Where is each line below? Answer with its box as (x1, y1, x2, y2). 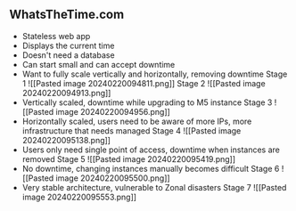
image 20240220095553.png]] (21, 191, 136, 202)
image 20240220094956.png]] (55, 106, 171, 117)
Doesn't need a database (21, 49, 115, 61)
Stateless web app (21, 30, 91, 41)
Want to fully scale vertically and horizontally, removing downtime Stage (21, 69, 288, 79)
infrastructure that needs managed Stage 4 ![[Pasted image (21, 125, 242, 136)
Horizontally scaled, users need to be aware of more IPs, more (21, 116, 252, 126)
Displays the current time (21, 40, 115, 51)
